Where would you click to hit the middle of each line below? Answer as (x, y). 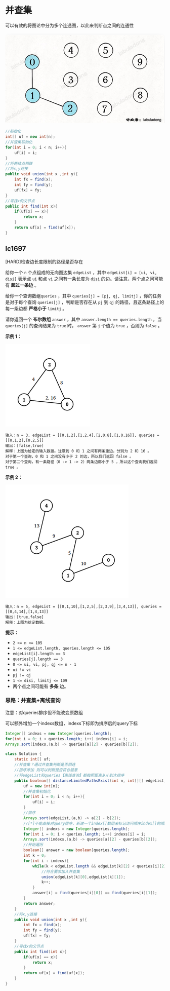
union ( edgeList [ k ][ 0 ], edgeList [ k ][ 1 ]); (83, 877)
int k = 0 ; (35, 856)
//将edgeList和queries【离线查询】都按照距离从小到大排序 (70, 775)
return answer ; (39, 903)
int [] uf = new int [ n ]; (30, 137)
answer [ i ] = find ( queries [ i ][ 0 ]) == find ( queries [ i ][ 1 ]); (95, 893)
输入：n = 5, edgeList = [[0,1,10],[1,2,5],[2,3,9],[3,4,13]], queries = (83, 606)
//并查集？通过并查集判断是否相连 (45, 765)
